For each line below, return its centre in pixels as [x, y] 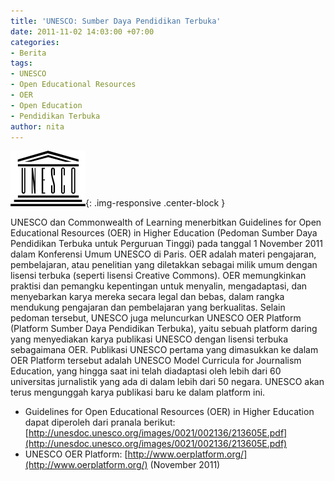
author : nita [37, 126]
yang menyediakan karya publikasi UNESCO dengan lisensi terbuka [149, 339]
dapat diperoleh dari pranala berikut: [100, 422]
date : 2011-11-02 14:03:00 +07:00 [82, 31]
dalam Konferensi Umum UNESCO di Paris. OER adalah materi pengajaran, [163, 254]
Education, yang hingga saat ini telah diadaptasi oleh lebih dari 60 [146, 371]
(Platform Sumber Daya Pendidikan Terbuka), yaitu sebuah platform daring [164, 329]
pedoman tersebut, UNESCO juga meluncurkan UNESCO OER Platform [156, 318]
